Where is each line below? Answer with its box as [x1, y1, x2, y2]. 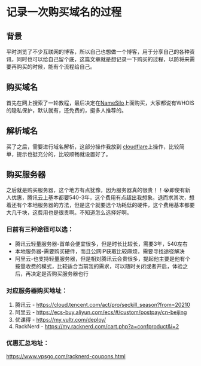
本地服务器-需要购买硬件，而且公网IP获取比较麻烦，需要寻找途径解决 [14, 248, 185, 255]
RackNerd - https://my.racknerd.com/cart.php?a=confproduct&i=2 [14, 323, 179, 330]
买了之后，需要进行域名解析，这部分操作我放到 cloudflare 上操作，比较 [6, 143, 179, 150]
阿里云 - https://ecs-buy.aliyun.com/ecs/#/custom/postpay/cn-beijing [14, 309, 187, 316]
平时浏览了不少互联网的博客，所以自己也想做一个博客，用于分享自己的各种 [6, 48, 190, 55]
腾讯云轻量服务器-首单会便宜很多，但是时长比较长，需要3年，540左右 [14, 240, 188, 247]
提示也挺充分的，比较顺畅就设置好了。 [16, 150, 111, 157]
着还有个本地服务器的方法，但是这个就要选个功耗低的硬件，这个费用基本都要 [6, 202, 195, 209]
